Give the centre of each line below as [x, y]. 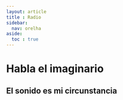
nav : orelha [27, 28]
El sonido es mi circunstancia [62, 91]
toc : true [25, 39]
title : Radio [24, 17]
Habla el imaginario [55, 69]
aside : [14, 34]
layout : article [26, 12]
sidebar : [17, 23]
